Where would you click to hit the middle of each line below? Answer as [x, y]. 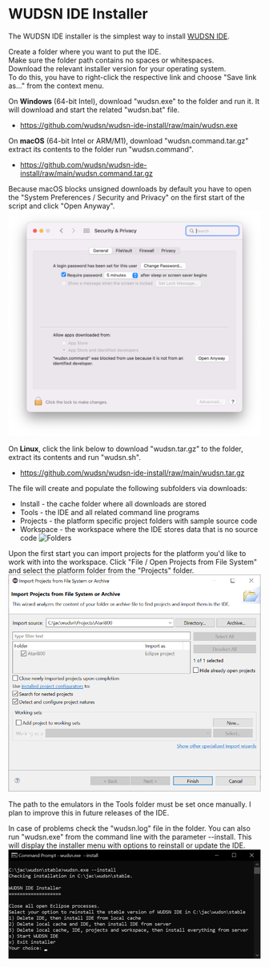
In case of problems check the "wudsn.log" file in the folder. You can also [129, 828]
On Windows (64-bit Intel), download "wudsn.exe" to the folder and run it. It [134, 101]
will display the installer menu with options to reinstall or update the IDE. [127, 845]
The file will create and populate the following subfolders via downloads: [128, 489]
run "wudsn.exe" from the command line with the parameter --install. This [130, 836]
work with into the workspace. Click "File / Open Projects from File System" [133, 562]
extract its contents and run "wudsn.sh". [75, 457]
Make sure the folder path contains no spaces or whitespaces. [111, 60]
